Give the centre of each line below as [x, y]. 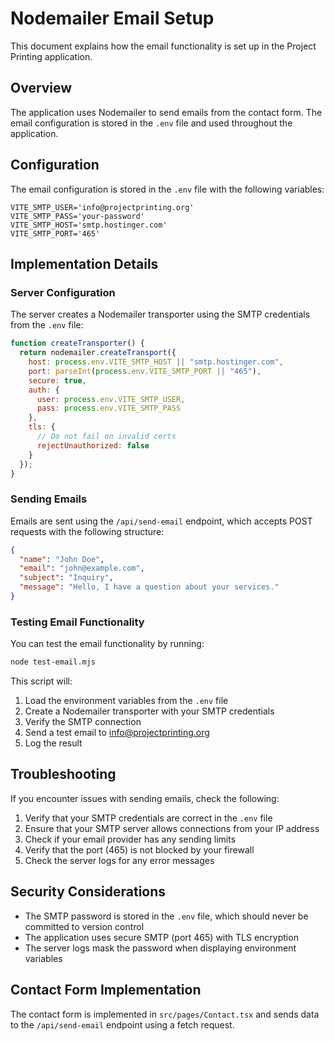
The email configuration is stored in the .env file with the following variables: [167, 189]
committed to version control [84, 926]
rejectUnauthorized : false [93, 445]
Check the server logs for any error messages [119, 860]
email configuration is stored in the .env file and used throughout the [151, 123]
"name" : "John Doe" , [62, 559]
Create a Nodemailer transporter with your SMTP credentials [149, 711]
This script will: [41, 681]
